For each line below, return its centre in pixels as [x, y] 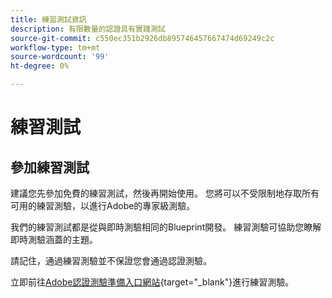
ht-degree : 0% [40, 66]
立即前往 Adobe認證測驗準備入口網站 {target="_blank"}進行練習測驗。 [152, 282]
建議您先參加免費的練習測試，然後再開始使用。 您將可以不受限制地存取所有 [165, 193]
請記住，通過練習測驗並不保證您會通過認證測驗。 [111, 260]
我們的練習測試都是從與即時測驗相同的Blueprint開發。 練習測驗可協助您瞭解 [166, 227]
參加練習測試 [50, 167]
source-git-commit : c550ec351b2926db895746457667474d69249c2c [142, 38]
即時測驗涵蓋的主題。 [54, 239]
